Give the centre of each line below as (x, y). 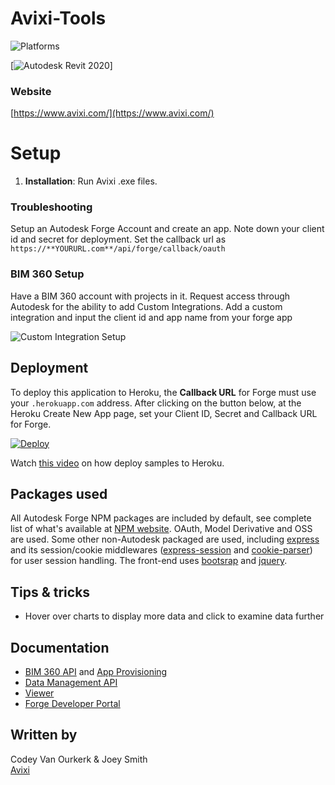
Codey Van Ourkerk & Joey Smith (79, 759)
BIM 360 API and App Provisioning (96, 672)
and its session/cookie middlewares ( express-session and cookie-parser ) (161, 550)
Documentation (60, 647)
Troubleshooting (51, 207)
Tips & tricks (50, 592)
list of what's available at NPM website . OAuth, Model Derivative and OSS (161, 529)
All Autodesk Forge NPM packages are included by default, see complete (161, 518)
